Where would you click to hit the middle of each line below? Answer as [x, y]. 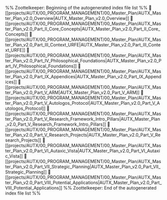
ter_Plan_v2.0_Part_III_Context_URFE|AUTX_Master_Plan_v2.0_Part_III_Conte [83, 45]
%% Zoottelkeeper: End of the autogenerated [110, 188]
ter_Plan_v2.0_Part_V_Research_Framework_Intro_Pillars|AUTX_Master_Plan [83, 119]
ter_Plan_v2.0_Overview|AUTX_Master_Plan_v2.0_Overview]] [67, 18]
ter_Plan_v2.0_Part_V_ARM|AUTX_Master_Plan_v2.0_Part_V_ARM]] [73, 93]
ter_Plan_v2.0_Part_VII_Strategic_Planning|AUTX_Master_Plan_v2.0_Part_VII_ [83, 167]
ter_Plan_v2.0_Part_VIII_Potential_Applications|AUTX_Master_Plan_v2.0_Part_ [83, 183]
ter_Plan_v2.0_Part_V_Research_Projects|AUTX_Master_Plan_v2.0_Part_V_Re [83, 135]
